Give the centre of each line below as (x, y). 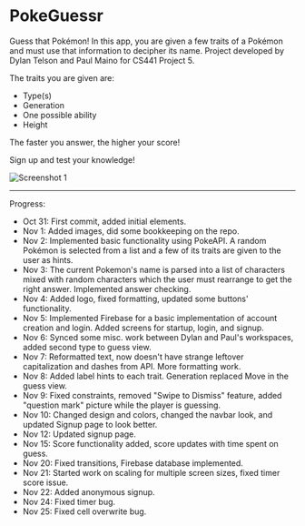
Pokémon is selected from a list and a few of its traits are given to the (152, 250)
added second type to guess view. (87, 347)
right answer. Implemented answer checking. (107, 288)
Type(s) (37, 96)
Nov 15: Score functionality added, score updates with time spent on (150, 443)
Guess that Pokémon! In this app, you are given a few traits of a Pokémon (146, 41)
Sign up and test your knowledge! (73, 159)
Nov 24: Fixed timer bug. (69, 501)
